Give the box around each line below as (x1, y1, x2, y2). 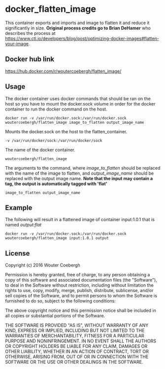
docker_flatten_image (5, 3, 96, 15)
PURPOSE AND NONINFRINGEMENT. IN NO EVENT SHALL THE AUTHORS (5, 338, 157, 344)
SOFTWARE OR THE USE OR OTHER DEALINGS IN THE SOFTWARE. (5, 359, 143, 365)
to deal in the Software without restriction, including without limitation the (5, 282, 154, 288)
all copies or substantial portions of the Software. (5, 313, 105, 319)
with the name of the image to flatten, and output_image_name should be (5, 170, 154, 176)
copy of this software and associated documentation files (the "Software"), (5, 277, 158, 283)
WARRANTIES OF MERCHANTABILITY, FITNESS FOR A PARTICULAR (5, 333, 144, 339)
